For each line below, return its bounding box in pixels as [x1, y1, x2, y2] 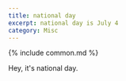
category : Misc [8, 26, 59, 34]
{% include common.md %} [8, 48, 99, 58]
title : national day [8, 11, 77, 20]
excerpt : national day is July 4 [8, 19, 119, 27]
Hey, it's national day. [8, 64, 78, 73]
